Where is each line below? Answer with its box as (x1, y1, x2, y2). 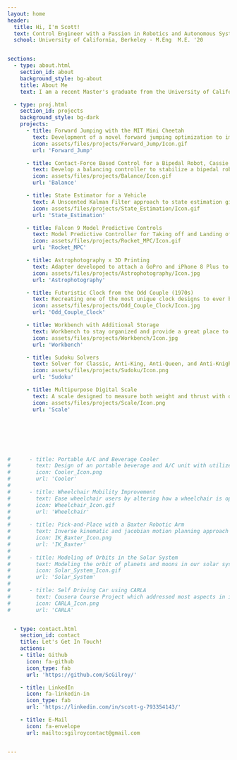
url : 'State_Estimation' (32, 212, 106, 219)
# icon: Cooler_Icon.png (7, 469, 102, 476)
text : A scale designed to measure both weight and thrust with (32, 393, 226, 400)
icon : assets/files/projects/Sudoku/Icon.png (32, 367, 169, 374)
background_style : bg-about (20, 75, 102, 82)
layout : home (7, 10, 46, 18)
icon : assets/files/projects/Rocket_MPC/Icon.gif (32, 238, 181, 245)
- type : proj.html (13, 101, 68, 108)
